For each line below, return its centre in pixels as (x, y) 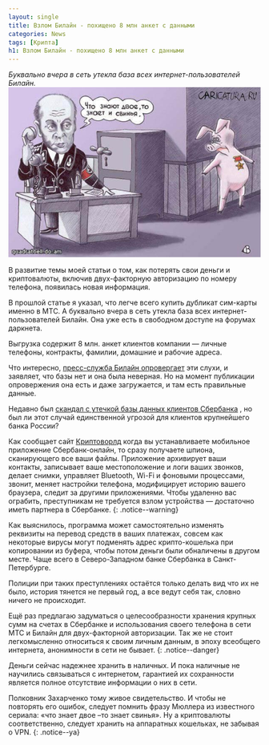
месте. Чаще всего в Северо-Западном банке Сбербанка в (110, 559)
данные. (22, 394)
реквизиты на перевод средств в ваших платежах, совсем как (116, 534)
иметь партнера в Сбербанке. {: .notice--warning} (93, 510)
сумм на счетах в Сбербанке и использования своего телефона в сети (130, 625)
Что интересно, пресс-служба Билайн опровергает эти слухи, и (118, 368)
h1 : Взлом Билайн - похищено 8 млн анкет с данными (96, 51)
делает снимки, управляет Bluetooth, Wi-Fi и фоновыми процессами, (127, 476)
